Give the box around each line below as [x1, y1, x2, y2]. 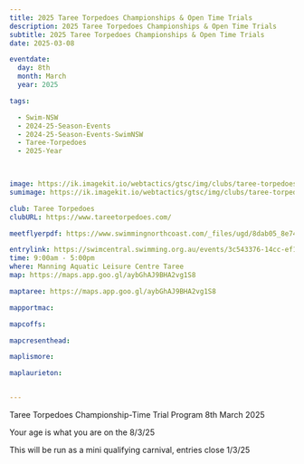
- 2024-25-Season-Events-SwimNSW [17, 130, 144, 139]
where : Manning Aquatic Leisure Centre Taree [9, 262, 184, 272]
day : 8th [17, 63, 51, 72]
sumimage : [9, 188, 47, 197]
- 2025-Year [17, 147, 63, 156]
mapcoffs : [9, 319, 47, 329]
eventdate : [9, 55, 51, 64]
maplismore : [9, 353, 54, 362]
